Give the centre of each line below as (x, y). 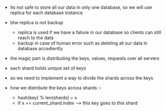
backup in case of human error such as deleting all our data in (82, 43)
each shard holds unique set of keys (48, 68)
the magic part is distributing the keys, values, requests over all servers (85, 58)
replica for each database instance (46, 13)
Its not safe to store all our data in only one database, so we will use (81, 7)
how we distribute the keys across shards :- (56, 88)
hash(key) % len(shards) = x (47, 98)
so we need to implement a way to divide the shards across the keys (81, 78)
